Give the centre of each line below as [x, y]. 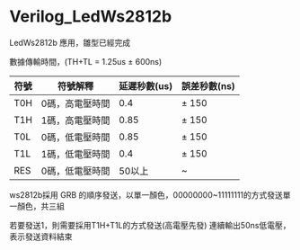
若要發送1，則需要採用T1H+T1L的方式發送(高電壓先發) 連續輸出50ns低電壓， [150, 225]
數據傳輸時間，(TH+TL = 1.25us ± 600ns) [86, 61]
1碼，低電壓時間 [75, 154]
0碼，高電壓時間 [75, 103]
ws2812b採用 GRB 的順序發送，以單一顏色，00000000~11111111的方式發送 [146, 194]
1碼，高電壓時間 [75, 121]
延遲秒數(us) [146, 85]
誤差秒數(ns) [208, 85]
